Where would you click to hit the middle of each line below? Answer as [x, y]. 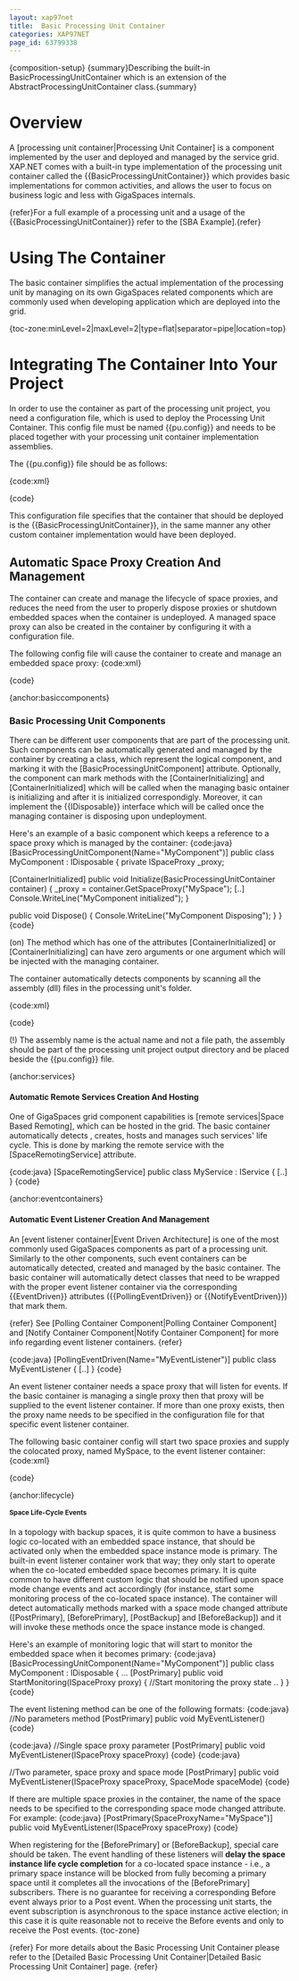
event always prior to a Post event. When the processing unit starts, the [141, 1902]
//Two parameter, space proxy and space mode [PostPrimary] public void [144, 1772]
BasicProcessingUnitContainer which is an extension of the [118, 78]
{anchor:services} [42, 1077]
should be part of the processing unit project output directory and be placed [149, 1050]
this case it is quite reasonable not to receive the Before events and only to [146, 1921]
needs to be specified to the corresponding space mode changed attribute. [148, 1809]
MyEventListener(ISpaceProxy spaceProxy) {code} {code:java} [125, 1755]
